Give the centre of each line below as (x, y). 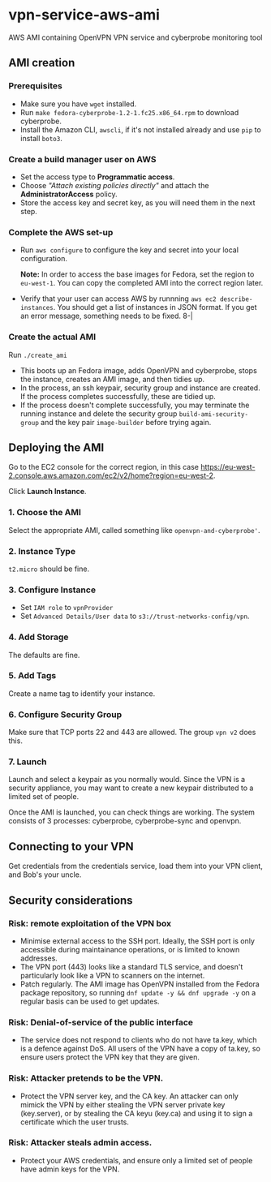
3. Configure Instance (52, 590)
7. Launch (28, 762)
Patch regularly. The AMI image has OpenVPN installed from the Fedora (140, 984)
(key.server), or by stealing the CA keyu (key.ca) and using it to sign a (136, 1113)
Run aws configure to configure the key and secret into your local (129, 250)
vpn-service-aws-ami (84, 15)
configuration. (43, 259)
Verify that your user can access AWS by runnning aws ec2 (118, 299)
